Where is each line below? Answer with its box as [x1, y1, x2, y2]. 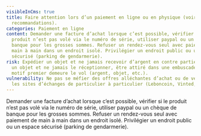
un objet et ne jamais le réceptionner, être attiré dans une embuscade [11, 64, 197, 71]
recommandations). [11, 20, 58, 26]
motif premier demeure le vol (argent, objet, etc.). [11, 70, 148, 76]
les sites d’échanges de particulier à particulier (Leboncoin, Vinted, [11, 81, 197, 87]
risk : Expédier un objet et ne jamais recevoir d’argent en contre [6, 59, 178, 65]
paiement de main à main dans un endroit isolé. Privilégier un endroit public [6, 117, 192, 123]
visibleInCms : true [6, 8, 55, 15]
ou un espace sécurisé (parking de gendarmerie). [6, 123, 129, 130]
